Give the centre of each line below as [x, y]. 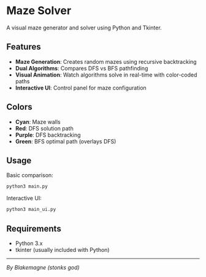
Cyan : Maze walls [38, 122]
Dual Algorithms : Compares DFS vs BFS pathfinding [82, 68]
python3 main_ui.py [31, 210]
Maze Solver [39, 11]
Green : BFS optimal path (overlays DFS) [66, 141]
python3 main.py [27, 187]
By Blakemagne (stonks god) [43, 267]
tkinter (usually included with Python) [62, 249]
